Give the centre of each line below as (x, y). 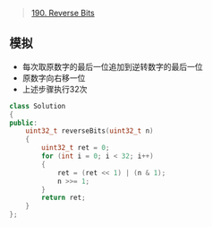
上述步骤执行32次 (55, 89)
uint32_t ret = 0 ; (76, 148)
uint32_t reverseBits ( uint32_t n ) (89, 131)
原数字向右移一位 (54, 78)
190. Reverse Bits (63, 13)
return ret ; (64, 198)
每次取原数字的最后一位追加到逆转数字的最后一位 (112, 66)
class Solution (38, 106)
